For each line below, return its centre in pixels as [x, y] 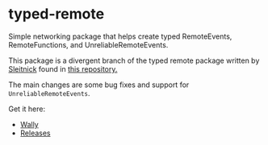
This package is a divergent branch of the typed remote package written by [134, 60]
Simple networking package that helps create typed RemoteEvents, [120, 36]
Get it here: [27, 109]
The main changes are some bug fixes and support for [99, 85]
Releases [35, 133]
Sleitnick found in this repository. [63, 68]
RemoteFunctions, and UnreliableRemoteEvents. [88, 44]
